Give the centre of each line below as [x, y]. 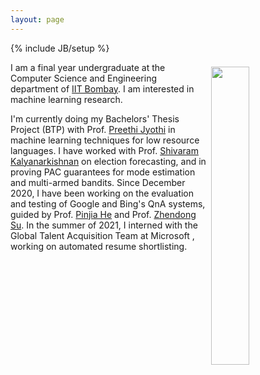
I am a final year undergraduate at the [88, 67]
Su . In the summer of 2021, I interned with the [104, 225]
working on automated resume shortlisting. [99, 246]
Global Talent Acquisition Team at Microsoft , [102, 235]
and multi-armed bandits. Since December [98, 182]
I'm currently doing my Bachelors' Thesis [95, 118]
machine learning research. [66, 99]
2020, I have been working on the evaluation [102, 193]
